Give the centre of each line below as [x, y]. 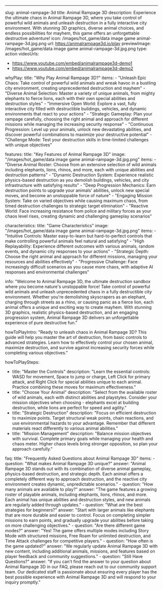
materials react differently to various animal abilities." [65, 428]
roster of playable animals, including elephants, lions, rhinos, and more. [76, 494]
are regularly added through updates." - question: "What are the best [74, 505]
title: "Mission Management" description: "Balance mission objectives [81, 433]
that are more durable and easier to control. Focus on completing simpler [78, 515]
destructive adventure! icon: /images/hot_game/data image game [70, 38]
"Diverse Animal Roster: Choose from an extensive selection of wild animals [81, 165]
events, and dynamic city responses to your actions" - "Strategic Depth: [77, 251]
